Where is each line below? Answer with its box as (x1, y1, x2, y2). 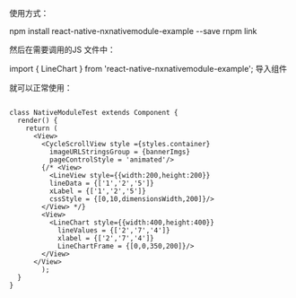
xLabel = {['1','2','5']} (48, 187, 146, 196)
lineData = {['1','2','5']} (48, 179, 154, 188)
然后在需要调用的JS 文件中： (9, 44, 116, 55)
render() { (17, 116, 58, 125)
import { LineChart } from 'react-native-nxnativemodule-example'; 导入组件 (9, 64, 287, 74)
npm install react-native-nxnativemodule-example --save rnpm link (9, 26, 257, 36)
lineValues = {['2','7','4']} (57, 226, 170, 235)
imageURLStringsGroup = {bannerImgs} (48, 147, 191, 156)
